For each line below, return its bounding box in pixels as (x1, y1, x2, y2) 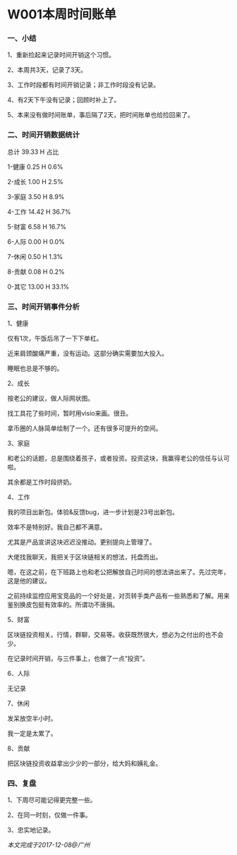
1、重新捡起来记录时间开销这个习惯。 (7, 51, 115, 59)
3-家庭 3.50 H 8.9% (7, 192, 65, 201)
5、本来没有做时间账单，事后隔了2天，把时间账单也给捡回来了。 (7, 111, 194, 119)
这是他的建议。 (7, 576, 51, 586)
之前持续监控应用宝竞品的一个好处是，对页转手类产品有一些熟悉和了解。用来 (7, 592, 230, 600)
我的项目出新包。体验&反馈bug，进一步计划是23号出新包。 (7, 508, 178, 516)
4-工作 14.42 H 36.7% (7, 207, 71, 216)
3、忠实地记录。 (7, 826, 55, 835)
